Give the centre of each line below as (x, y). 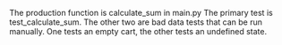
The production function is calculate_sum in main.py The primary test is (141, 13)
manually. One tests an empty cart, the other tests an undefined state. (138, 31)
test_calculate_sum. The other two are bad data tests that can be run (136, 22)
